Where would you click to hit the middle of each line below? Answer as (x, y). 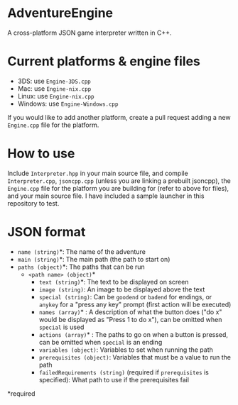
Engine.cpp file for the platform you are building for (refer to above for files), (118, 188)
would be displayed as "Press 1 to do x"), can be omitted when (130, 319)
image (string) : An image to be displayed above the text (122, 289)
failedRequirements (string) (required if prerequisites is (124, 372)
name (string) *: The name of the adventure (81, 251)
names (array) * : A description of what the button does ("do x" (130, 312)
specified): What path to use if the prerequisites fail (114, 379)
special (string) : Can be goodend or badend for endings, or (125, 296)
